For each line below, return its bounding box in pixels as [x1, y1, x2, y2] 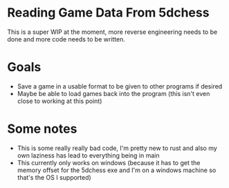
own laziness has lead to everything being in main [17, 151, 160, 160]
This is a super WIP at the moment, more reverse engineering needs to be [7, 28, 218, 36]
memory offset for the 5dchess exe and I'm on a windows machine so [17, 166, 217, 174]
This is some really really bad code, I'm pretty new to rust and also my [17, 144, 218, 152]
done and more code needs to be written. [7, 35, 126, 43]
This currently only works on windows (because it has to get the [17, 158, 201, 167]
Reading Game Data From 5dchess [7, 5, 210, 21]
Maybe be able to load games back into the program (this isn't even [17, 89, 210, 97]
